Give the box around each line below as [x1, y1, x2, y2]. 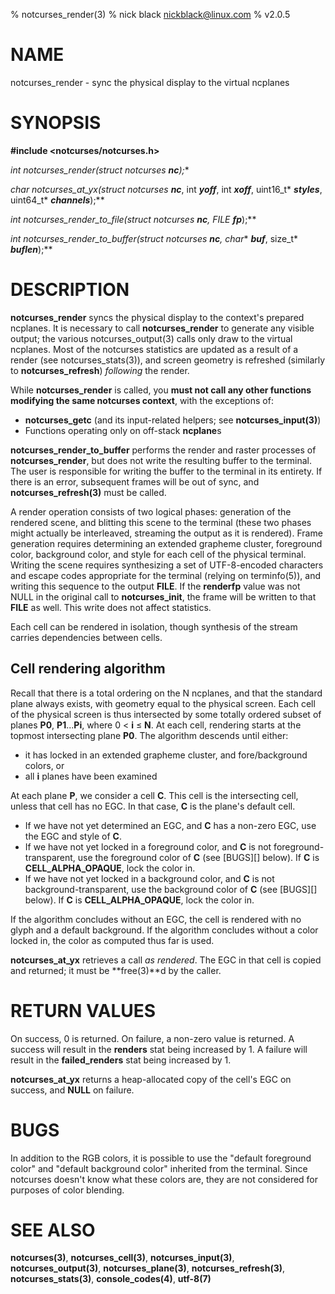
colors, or [24, 759, 65, 771]
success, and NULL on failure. [10, 1084, 135, 1096]
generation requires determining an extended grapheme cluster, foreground [10, 537, 323, 549]
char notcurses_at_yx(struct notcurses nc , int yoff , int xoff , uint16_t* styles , [10, 183, 323, 195]
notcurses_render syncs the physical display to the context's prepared [10, 311, 305, 323]
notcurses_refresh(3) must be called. [10, 486, 167, 498]
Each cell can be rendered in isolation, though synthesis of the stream [10, 620, 298, 633]
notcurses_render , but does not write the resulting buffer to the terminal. [10, 454, 313, 466]
